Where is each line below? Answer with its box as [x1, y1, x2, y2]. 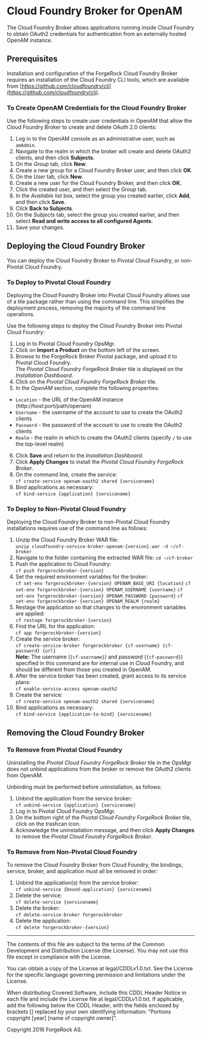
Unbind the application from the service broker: [15, 795, 132, 802]
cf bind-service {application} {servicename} [15, 491, 131, 497]
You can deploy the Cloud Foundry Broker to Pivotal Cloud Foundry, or [7, 256, 180, 264]
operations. [7, 311, 35, 318]
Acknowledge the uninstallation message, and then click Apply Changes [15, 827, 194, 834]
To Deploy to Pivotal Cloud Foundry [7, 278, 112, 286]
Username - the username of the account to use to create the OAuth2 [15, 409, 183, 416]
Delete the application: [15, 917, 71, 924]
